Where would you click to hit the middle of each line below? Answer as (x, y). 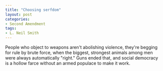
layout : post (19, 14)
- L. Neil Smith (22, 33)
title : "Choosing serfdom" (33, 10)
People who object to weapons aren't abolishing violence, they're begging (81, 47)
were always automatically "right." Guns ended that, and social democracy (82, 58)
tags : (11, 28)
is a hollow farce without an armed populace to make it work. (68, 63)
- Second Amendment (25, 24)
